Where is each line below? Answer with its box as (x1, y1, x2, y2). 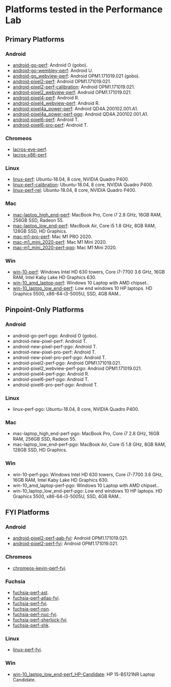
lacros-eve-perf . (12, 146, 47, 152)
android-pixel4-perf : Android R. (12, 94, 79, 101)
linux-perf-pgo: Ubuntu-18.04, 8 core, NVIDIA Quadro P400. (12, 406, 139, 413)
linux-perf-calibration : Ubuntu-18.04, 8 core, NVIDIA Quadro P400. (12, 182, 153, 188)
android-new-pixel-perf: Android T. (12, 338, 87, 344)
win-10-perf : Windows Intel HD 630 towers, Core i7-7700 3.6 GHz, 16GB (12, 269, 165, 275)
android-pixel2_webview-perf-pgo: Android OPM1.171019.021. (12, 365, 142, 371)
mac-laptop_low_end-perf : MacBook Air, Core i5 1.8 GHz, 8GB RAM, (12, 222, 156, 229)
